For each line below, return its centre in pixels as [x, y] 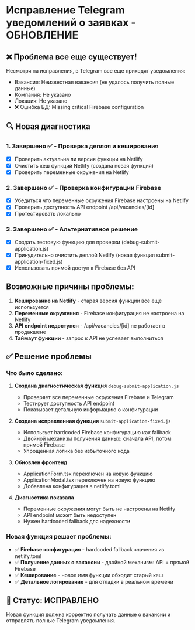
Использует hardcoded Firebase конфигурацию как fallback [97, 433]
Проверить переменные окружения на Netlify [72, 172]
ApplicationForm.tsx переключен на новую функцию [88, 474]
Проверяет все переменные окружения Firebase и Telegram [98, 397]
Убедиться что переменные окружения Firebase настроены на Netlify [101, 200]
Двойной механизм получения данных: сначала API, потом [97, 439]
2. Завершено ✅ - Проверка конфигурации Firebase [84, 188]
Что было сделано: [34, 373]
